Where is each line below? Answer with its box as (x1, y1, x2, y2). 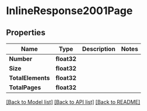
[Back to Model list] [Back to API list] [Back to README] (6, 99, 141, 105)
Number (9, 55, 32, 63)
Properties (6, 28, 46, 38)
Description (81, 45, 116, 53)
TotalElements (9, 74, 50, 82)
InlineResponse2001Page (6, 4, 133, 18)
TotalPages (9, 83, 41, 92)
